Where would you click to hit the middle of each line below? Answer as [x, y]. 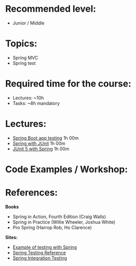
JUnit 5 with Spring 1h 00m [41, 149]
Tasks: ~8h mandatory [36, 103]
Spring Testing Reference [39, 252]
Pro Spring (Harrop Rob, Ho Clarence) [52, 227]
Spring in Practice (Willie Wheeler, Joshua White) [64, 222]
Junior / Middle [28, 23]
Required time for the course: [68, 84]
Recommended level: [51, 9]
